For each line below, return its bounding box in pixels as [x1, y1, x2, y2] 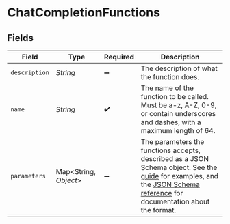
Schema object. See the [140, 163, 218, 172]
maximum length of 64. [140, 126, 216, 135]
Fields [7, 32, 34, 44]
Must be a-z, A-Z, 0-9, [140, 100, 217, 110]
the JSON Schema [140, 180, 200, 189]
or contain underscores [140, 109, 216, 118]
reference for [140, 188, 183, 197]
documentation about [140, 197, 210, 206]
